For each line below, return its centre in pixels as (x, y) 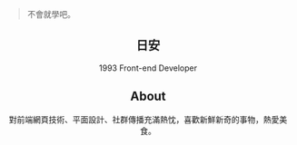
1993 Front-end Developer (148, 68)
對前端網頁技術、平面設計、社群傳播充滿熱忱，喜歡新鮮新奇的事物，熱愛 (144, 119)
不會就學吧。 (51, 14)
